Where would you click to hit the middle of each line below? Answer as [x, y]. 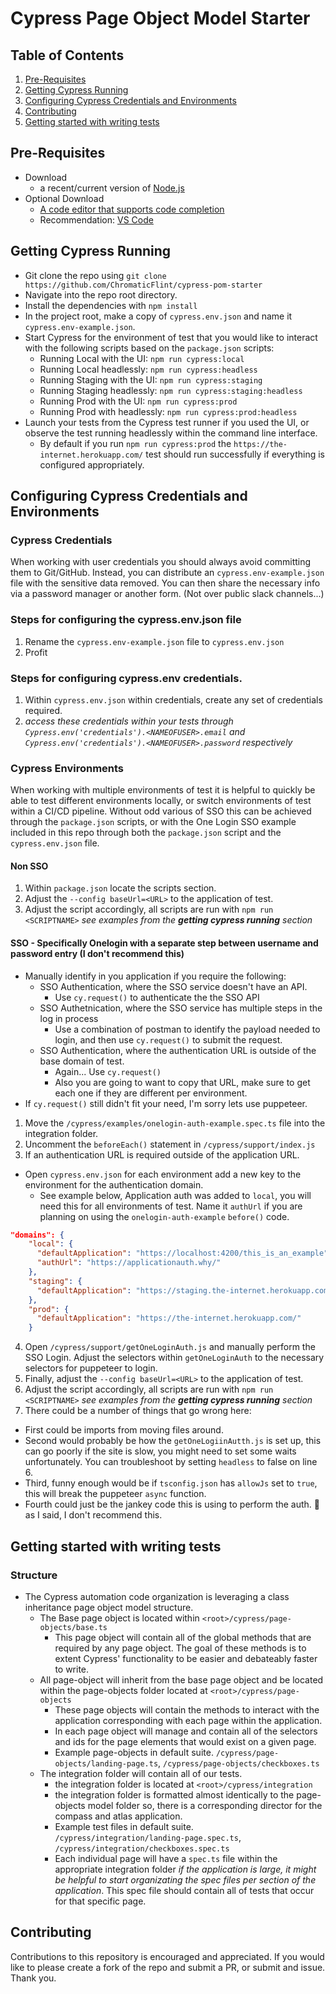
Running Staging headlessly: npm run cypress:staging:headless [171, 390]
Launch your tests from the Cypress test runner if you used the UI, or [167, 422]
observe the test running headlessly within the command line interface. [171, 433]
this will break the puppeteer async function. [115, 1494]
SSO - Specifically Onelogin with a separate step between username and [164, 943]
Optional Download [64, 198]
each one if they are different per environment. [151, 1093]
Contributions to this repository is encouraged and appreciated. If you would [167, 1956]
